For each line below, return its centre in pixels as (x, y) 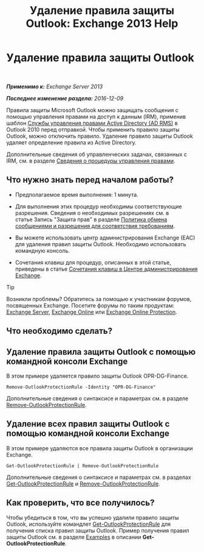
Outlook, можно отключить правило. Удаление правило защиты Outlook (100, 136)
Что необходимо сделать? (59, 331)
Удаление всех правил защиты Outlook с (88, 424)
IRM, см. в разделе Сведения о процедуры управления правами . (91, 161)
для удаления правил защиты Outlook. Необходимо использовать (100, 244)
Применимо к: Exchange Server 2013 (55, 87)
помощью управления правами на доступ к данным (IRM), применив (96, 116)
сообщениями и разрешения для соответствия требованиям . (95, 225)
